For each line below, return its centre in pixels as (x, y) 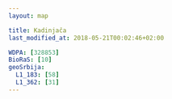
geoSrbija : (27, 68)
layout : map (28, 16)
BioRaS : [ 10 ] (30, 60)
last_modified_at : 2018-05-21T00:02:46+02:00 (86, 38)
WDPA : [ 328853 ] (34, 52)
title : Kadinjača (38, 30)
